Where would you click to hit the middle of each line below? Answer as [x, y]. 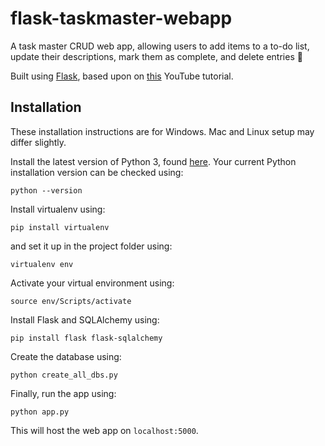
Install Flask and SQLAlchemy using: [85, 319]
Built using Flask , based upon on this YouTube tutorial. [122, 76]
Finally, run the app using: [63, 393]
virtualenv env [42, 264]
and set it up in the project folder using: [91, 246]
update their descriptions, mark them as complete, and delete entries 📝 [156, 56]
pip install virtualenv [60, 227]
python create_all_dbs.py [64, 375]
